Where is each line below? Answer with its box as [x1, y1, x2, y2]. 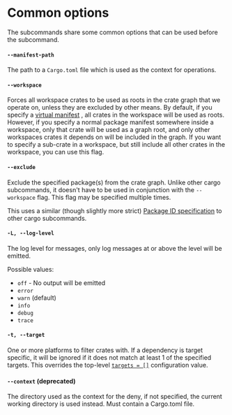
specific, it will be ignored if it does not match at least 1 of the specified [7, 353, 212, 361]
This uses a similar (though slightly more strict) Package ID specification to [7, 206, 222, 214]
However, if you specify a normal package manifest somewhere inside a [7, 118, 214, 126]
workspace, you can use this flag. [7, 148, 105, 156]
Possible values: [7, 265, 54, 273]
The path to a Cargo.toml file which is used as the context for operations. [7, 66, 217, 74]
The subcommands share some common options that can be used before [7, 28, 218, 36]
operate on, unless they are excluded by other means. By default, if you [7, 103, 212, 112]
